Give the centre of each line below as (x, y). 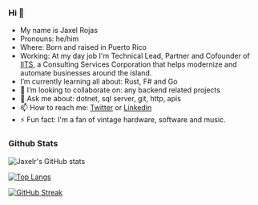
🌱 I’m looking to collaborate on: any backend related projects (120, 90)
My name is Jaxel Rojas (59, 31)
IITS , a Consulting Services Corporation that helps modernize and (129, 64)
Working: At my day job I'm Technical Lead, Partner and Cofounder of (135, 56)
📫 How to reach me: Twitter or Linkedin (86, 108)
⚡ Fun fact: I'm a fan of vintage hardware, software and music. (123, 120)
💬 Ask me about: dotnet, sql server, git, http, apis (101, 99)
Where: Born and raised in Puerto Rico (83, 47)
